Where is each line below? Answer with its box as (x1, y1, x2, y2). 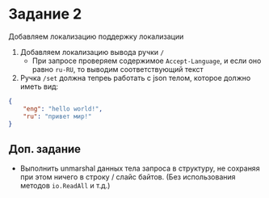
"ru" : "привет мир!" (23, 112, 92, 120)
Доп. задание (8, 142, 82, 156)
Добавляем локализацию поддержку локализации (8, 32, 184, 41)
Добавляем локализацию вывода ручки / (19, 47, 164, 57)
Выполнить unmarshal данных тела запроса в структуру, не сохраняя (19, 163, 260, 174)
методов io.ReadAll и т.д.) (19, 181, 111, 191)
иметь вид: (19, 82, 59, 91)
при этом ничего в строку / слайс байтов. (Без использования (19, 172, 236, 182)
